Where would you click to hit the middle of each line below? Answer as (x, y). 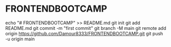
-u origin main (20, 39)
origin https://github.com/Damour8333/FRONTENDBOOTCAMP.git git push (84, 33)
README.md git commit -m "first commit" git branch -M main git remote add (86, 28)
